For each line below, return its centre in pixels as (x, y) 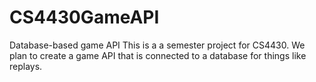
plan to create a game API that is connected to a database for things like (158, 55)
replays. (26, 66)
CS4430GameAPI (84, 17)
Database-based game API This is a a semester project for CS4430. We (157, 45)
